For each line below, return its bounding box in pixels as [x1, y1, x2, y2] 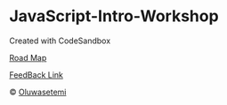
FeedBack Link [9, 69, 64, 80]
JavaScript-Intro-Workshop [9, 6, 220, 26]
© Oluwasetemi [9, 86, 67, 97]
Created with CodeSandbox [9, 35, 111, 46]
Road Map [9, 52, 47, 63]
